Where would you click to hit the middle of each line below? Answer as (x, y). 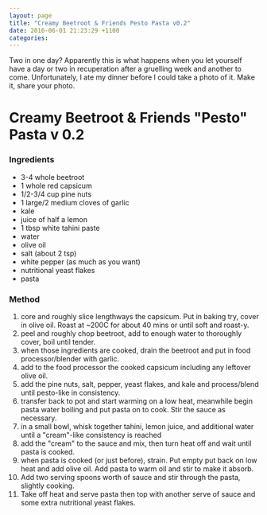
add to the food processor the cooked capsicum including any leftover (135, 368)
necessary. (39, 418)
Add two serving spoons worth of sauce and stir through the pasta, (130, 478)
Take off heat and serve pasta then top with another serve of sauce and (138, 494)
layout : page (31, 16)
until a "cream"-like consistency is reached (91, 435)
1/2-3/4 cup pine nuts (56, 194)
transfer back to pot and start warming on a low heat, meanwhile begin (137, 401)
